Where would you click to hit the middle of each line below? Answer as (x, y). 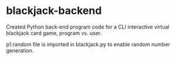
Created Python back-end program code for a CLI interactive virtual (88, 27)
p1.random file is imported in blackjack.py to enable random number (88, 44)
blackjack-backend (54, 11)
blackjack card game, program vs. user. (54, 33)
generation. (20, 50)
